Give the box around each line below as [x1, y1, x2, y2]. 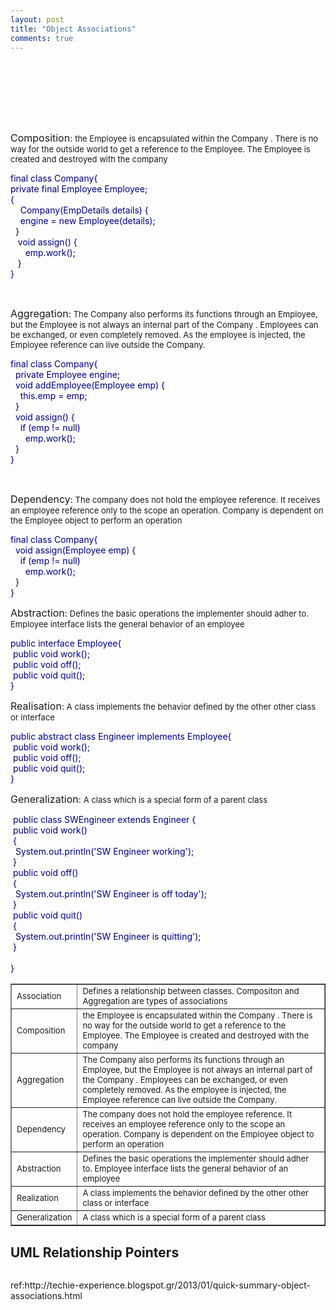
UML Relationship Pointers [10, 1244, 180, 1261]
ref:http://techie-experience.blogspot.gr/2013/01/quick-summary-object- [10, 1279, 312, 1291]
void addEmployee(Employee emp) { [14, 379, 166, 391]
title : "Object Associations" [10, 24, 137, 34]
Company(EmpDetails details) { [19, 204, 149, 216]
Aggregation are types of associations [82, 996, 228, 1007]
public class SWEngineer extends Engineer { [12, 814, 197, 826]
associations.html [10, 1290, 83, 1302]
